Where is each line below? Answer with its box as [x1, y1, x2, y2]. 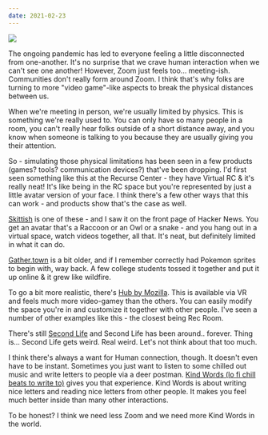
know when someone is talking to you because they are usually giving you [8, 132, 254, 142]
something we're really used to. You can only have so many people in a [8, 115, 242, 125]
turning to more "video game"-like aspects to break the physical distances [8, 82, 254, 92]
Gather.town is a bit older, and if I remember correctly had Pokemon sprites [8, 255, 256, 265]
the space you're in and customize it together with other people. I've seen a [8, 305, 258, 314]
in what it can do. [8, 239, 66, 249]
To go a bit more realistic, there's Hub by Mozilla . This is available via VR [8, 287, 247, 297]
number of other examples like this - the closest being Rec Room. [8, 313, 224, 322]
